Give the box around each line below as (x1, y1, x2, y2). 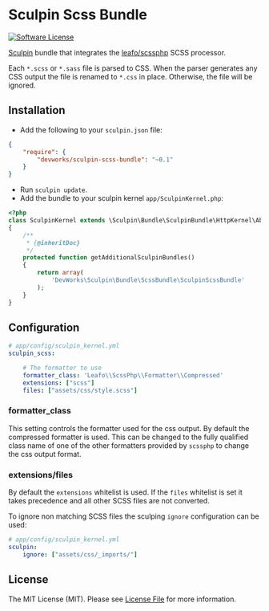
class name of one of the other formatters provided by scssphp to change (8, 440, 250, 450)
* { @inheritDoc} (26, 238, 81, 246)
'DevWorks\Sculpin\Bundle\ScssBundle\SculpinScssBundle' (50, 276, 246, 284)
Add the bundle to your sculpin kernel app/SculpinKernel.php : (19, 193, 224, 203)
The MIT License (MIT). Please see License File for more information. (8, 594, 236, 604)
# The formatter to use (22, 364, 102, 373)
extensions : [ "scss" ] (22, 379, 94, 387)
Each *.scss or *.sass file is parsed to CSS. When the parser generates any (8, 63, 258, 73)
